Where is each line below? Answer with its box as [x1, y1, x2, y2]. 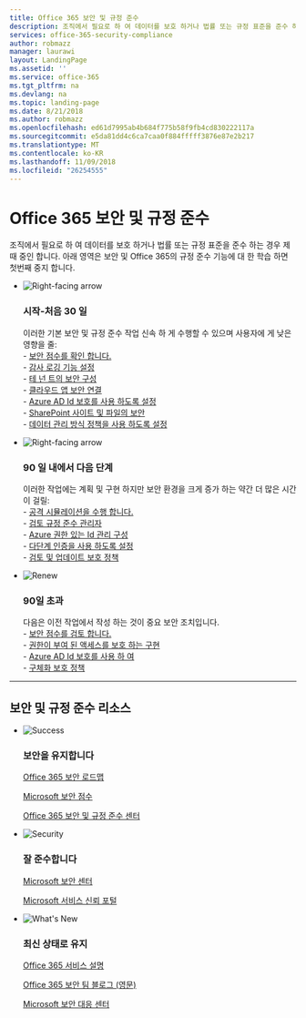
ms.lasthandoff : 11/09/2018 [9, 157, 117, 167]
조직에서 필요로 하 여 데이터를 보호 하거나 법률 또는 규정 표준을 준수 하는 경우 [9, 239, 281, 250]
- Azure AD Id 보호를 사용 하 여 [22, 651, 135, 662]
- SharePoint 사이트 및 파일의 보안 [22, 407, 146, 418]
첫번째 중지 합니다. [9, 262, 76, 273]
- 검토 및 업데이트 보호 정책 [22, 552, 119, 563]
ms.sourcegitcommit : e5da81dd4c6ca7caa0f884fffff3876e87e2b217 [9, 132, 255, 141]
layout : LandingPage [9, 56, 88, 65]
